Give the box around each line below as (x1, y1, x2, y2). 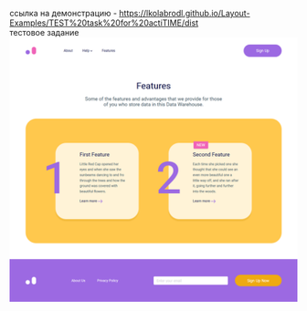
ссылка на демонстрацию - (9, 8, 117, 18)
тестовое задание (9, 27, 79, 37)
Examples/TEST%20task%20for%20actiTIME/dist (9, 17, 199, 28)
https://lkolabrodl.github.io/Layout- (118, 8, 250, 18)
